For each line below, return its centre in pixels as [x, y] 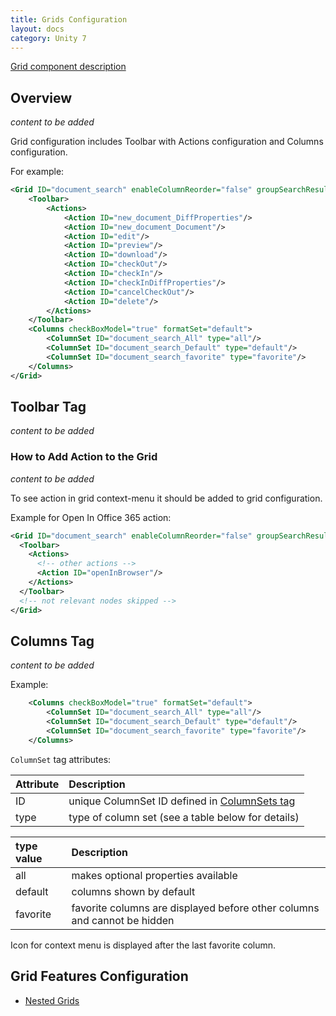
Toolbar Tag [48, 406]
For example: [37, 172]
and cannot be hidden [123, 920]
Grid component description [68, 67]
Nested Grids [52, 1000]
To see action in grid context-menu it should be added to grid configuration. [166, 498]
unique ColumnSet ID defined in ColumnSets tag [182, 801]
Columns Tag [52, 641]
